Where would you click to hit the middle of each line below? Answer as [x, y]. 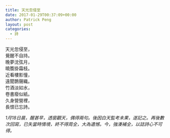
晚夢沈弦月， [19, 62]
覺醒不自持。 [19, 55]
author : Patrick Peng [28, 19]
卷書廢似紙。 [19, 94]
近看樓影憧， [19, 75]
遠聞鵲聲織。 [19, 81]
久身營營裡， [19, 100]
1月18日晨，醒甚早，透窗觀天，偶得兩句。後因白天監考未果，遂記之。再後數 [85, 118]
